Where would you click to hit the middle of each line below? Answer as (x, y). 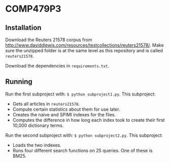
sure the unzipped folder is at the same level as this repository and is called (84, 51)
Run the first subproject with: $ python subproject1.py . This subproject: (80, 94)
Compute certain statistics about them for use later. (66, 109)
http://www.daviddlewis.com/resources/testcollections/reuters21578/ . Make (84, 45)
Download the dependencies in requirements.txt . (57, 66)
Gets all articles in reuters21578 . (46, 104)
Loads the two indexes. (37, 145)
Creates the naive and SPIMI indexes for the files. (64, 114)
